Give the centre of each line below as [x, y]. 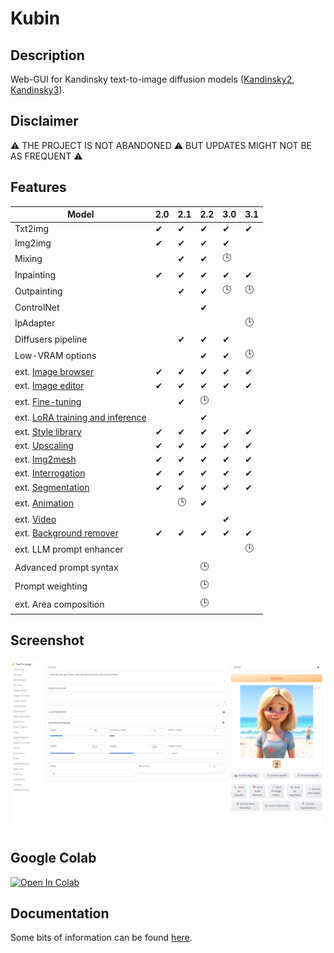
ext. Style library [48, 431]
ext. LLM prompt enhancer [69, 549]
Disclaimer [44, 121]
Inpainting [35, 275]
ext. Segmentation [52, 487]
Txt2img [31, 229]
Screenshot [47, 640]
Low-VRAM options [55, 355]
